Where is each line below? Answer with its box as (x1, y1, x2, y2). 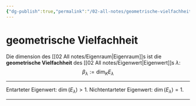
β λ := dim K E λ (82, 68, 114, 76)
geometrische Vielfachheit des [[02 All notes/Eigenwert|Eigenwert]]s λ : (6, 59, 181, 66)
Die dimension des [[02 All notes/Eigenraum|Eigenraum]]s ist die (6, 53, 162, 60)
